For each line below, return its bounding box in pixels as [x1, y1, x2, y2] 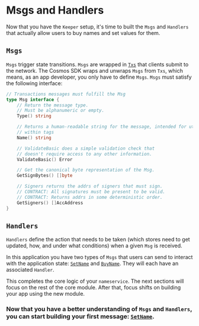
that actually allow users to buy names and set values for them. [6, 29, 161, 36]
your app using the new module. [6, 291, 85, 298]
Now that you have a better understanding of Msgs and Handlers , [6, 305, 192, 314]
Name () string [17, 134, 52, 141]
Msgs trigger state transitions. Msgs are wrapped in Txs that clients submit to [6, 60, 189, 68]
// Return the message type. [17, 102, 89, 108]
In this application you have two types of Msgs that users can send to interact [6, 254, 193, 261]
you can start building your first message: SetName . [6, 312, 155, 321]
